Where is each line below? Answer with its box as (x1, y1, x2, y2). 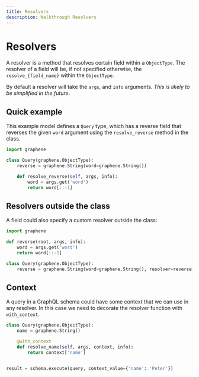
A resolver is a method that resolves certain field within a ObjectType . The (6, 59, 185, 66)
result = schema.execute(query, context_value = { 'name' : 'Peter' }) (6, 365, 174, 371)
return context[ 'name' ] (27, 349, 86, 356)
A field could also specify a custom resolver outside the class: (6, 217, 158, 224)
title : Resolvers (6, 8, 49, 15)
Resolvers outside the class (6, 201, 111, 211)
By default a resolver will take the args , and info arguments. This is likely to (6, 84, 190, 91)
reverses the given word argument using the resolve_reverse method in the (6, 129, 189, 136)
